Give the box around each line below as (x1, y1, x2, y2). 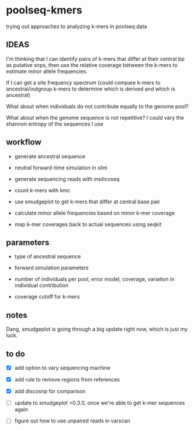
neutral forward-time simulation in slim (14, 164, 108, 171)
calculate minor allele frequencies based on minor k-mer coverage (14, 209, 175, 216)
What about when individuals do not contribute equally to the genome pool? (6, 103, 189, 110)
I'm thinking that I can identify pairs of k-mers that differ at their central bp (6, 55, 185, 62)
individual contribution (14, 282, 69, 289)
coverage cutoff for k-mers (14, 293, 80, 300)
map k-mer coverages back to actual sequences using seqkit (14, 220, 162, 228)
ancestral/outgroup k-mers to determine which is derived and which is (6, 85, 175, 92)
